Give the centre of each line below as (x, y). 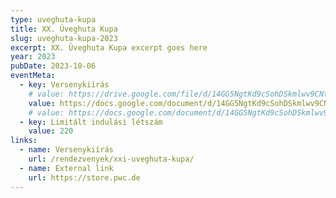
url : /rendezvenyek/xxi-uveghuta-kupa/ (111, 159)
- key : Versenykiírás (64, 85)
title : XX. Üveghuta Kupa (64, 29)
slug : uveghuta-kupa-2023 (64, 38)
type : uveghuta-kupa (53, 19)
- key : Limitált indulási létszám (91, 122)
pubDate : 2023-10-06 (53, 66)
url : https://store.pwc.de (84, 177)
